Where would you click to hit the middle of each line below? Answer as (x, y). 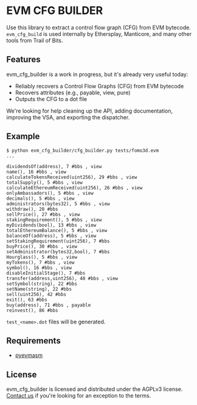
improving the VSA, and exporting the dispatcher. (68, 117)
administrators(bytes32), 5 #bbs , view (58, 204)
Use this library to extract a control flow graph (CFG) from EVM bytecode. (99, 27)
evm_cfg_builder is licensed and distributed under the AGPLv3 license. (95, 389)
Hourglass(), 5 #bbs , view (42, 257)
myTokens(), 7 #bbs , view (40, 262)
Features (23, 59)
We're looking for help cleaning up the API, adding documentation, (90, 111)
